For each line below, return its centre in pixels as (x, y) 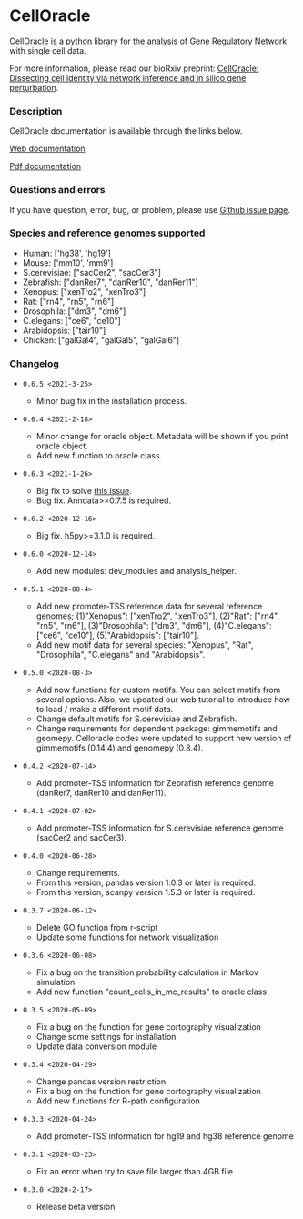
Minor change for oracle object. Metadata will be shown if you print (162, 437)
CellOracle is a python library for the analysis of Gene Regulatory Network (148, 41)
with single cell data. (48, 50)
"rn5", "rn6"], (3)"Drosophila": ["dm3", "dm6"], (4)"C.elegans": (154, 626)
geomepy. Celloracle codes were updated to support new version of (164, 739)
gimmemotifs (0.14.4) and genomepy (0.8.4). (120, 748)
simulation (56, 982)
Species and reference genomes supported (107, 233)
